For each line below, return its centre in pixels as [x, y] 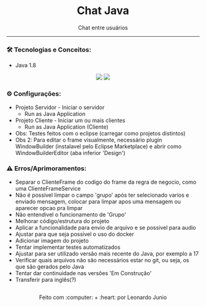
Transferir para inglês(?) [46, 279]
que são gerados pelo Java [50, 267]
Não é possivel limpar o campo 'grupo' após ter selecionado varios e [102, 195]
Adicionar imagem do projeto [52, 240]
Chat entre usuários [103, 28]
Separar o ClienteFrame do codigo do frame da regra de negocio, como [106, 182]
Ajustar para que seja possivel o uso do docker [74, 234]
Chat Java [103, 11]
